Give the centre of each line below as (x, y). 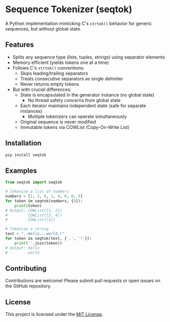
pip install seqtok (26, 155)
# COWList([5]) (30, 220)
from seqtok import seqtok (34, 182)
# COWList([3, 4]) (34, 215)
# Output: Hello (22, 248)
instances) (31, 111)
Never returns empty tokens (49, 84)
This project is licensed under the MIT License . (54, 314)
